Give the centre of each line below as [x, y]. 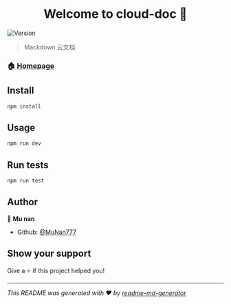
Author [22, 202]
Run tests [28, 165]
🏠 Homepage [31, 66]
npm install [24, 106]
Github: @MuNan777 [47, 232]
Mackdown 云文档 [49, 47]
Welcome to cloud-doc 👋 [115, 14]
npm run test [26, 181]
